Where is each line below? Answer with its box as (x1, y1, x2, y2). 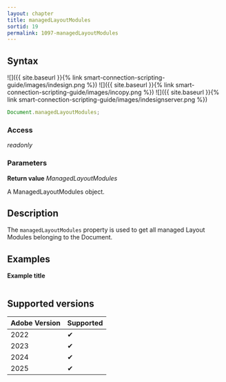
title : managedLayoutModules (7, 17, 91, 24)
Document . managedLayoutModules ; (7, 109, 100, 116)
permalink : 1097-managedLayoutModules (7, 29, 119, 37)
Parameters (7, 158, 47, 168)
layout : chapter (7, 10, 54, 17)
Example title (7, 271, 45, 280)
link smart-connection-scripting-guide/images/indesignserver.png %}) (7, 95, 208, 104)
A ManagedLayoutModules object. (7, 188, 105, 196)
